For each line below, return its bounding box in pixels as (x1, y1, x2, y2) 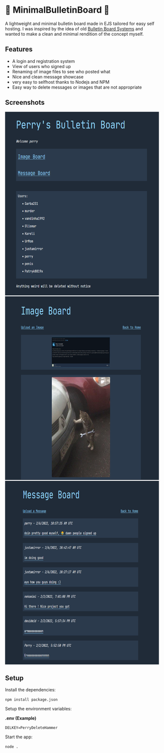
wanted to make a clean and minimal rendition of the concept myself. (5, 31, 144, 37)
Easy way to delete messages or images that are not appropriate (12, 84, 142, 90)
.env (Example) (5, 715, 37, 721)
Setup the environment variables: (5, 706, 72, 712)
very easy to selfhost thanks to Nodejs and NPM (12, 79, 110, 85)
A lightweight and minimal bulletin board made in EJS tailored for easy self (5, 21, 155, 26)
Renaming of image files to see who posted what (12, 69, 111, 74)
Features (5, 45, 33, 53)
